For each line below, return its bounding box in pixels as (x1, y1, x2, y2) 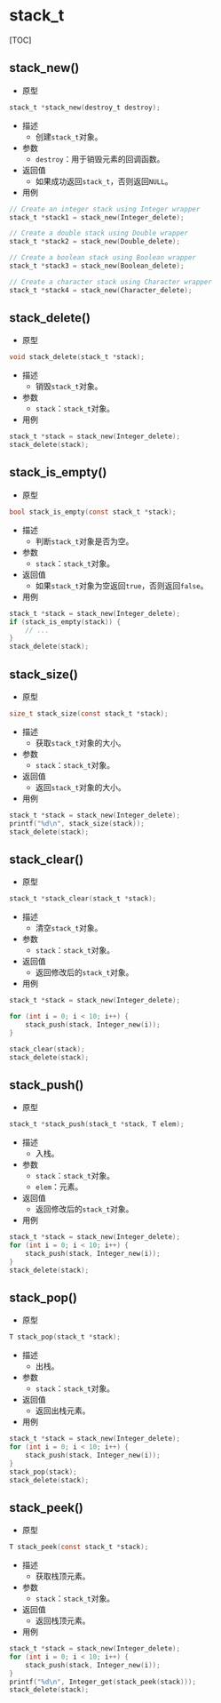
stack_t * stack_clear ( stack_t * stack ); (9, 894, 157, 903)
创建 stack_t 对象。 (35, 131, 103, 142)
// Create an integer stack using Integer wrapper (9, 204, 201, 213)
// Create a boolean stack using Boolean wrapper (9, 253, 197, 262)
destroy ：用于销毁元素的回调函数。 (35, 153, 165, 164)
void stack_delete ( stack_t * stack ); (9, 353, 145, 362)
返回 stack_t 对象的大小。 (35, 781, 126, 792)
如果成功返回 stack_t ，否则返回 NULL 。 (35, 175, 173, 187)
